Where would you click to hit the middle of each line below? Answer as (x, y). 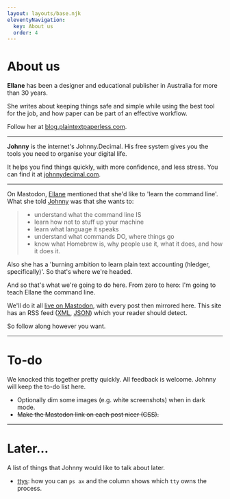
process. (29, 489)
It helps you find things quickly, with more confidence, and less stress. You (113, 167)
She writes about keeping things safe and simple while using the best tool (111, 106)
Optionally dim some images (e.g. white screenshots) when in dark (111, 400)
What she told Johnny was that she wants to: (71, 201)
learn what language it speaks (76, 229)
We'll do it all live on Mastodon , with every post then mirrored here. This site (114, 305)
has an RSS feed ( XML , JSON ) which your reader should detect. (97, 313)
